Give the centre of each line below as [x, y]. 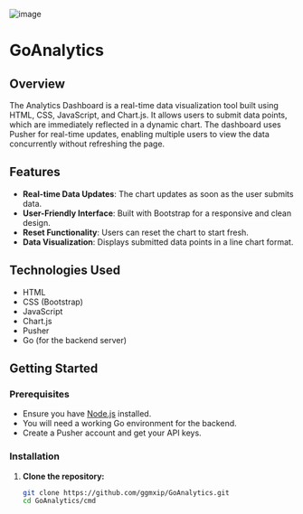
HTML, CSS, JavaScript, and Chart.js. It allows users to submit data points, [148, 115]
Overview [38, 84]
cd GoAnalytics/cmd [59, 501]
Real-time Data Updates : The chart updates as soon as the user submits [158, 193]
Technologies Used [65, 271]
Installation [35, 456]
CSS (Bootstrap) [53, 302]
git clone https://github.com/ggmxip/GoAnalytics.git [126, 492]
